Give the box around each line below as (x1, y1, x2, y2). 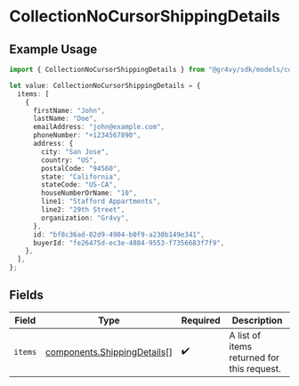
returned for (229, 351, 280, 364)
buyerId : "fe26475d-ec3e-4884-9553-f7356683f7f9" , (32, 238, 225, 247)
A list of (229, 329, 261, 342)
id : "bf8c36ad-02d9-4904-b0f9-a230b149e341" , (32, 229, 205, 239)
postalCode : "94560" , (41, 164, 122, 173)
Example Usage (9, 42, 98, 57)
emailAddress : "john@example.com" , (32, 123, 166, 132)
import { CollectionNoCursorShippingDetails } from (9, 65, 205, 74)
